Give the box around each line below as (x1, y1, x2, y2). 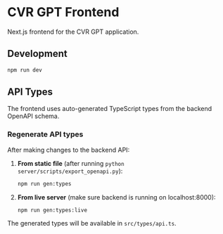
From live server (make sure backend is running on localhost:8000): (17, 193, 216, 201)
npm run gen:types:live (17, 207, 88, 214)
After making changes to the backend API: (7, 145, 130, 154)
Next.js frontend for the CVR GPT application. (7, 27, 139, 36)
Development (7, 48, 68, 60)
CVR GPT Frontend (7, 4, 120, 20)
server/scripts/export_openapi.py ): (17, 167, 123, 175)
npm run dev (7, 66, 42, 74)
